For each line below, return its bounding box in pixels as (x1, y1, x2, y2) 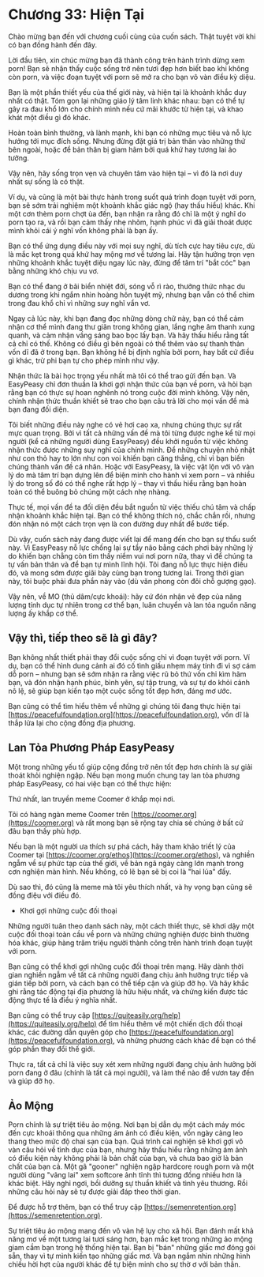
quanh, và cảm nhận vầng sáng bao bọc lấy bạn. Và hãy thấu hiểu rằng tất (8, 330, 250, 340)
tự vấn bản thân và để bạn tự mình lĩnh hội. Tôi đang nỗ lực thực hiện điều (8, 559, 248, 569)
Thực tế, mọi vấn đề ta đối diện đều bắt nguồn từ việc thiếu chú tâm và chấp (8, 502, 256, 511)
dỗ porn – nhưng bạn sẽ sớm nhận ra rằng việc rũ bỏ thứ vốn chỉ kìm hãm (8, 669, 247, 679)
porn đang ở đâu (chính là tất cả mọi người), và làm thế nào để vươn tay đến (8, 1068, 255, 1077)
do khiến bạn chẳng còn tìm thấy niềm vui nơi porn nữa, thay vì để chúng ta (8, 551, 254, 560)
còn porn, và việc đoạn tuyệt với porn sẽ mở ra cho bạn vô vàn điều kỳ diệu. (8, 72, 256, 81)
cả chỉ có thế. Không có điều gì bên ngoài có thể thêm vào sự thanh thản (8, 338, 245, 348)
